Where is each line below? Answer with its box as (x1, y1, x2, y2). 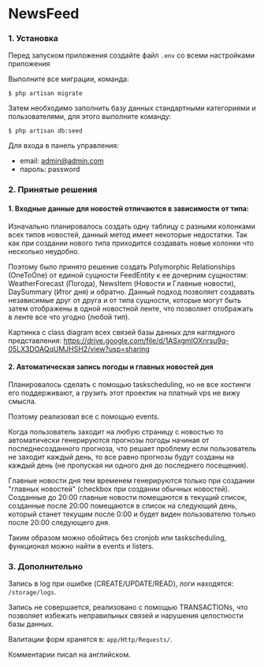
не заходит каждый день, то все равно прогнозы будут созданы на (8, 452, 235, 461)
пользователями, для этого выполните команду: (8, 112, 172, 121)
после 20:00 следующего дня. (8, 517, 110, 527)
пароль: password (19, 165, 80, 174)
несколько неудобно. (8, 246, 80, 256)
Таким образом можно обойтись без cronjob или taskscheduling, (8, 533, 227, 542)
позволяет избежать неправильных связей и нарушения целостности (8, 611, 244, 620)
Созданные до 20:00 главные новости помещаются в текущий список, (8, 492, 247, 501)
